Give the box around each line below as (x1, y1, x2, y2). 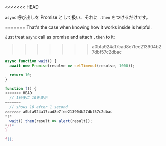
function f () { (5, 86, 37, 91)
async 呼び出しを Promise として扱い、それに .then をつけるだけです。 (5, 14, 151, 20)
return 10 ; (9, 72, 32, 77)
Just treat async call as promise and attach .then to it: (5, 34, 115, 40)
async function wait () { (5, 59, 57, 64)
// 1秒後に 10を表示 (9, 95, 48, 100)
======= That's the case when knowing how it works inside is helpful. (5, 24, 152, 30)
